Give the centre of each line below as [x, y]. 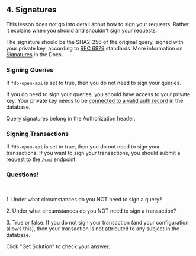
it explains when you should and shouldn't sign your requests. [82, 30]
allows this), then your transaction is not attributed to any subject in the [93, 229]
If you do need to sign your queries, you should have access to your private [98, 94]
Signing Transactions [38, 134]
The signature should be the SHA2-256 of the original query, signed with [95, 42]
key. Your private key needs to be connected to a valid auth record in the [95, 101]
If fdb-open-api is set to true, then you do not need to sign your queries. [94, 83]
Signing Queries [30, 69]
